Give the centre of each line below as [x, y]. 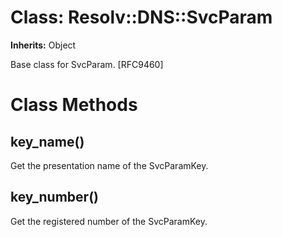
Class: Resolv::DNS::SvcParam [141, 17]
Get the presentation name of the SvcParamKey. [109, 165]
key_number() [54, 197]
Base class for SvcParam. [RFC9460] [87, 64]
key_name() [47, 141]
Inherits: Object [43, 45]
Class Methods [74, 105]
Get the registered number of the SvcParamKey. [109, 221]
